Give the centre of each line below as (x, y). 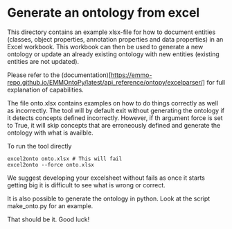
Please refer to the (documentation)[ (59, 75)
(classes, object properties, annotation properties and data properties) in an (115, 39)
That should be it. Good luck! (48, 219)
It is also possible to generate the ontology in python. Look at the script (109, 198)
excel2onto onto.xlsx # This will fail (65, 159)
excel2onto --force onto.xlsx (51, 164)
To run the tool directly (39, 146)
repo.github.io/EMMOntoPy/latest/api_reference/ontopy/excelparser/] (106, 82)
